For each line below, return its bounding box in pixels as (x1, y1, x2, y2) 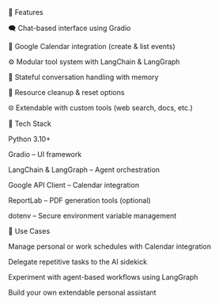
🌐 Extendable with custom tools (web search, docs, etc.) (8, 103, 194, 112)
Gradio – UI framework (8, 150, 82, 158)
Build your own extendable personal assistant (8, 288, 157, 297)
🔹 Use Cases (8, 227, 51, 235)
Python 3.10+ (8, 135, 51, 143)
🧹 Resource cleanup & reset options (8, 88, 125, 97)
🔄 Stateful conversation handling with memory (8, 72, 159, 82)
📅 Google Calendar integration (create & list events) (8, 42, 176, 51)
